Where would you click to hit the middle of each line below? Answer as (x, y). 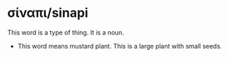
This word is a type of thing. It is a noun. (66, 32)
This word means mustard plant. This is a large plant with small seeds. (120, 46)
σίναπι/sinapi (48, 13)
